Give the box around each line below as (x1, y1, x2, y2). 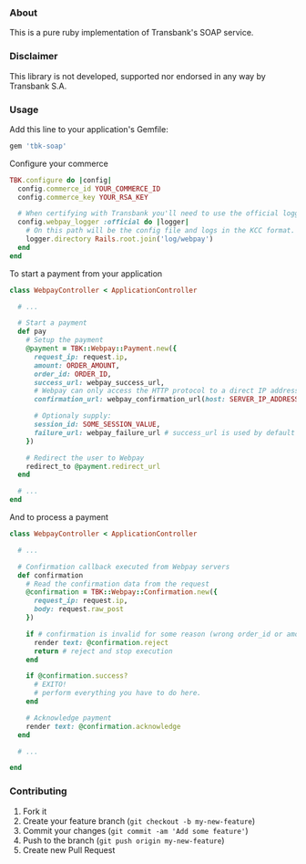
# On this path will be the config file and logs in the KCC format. (25, 226, 296, 235)
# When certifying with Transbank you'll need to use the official (17, 209, 280, 218)
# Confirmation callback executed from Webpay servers (17, 562, 230, 571)
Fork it (22, 806, 47, 817)
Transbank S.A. (9, 80, 67, 91)
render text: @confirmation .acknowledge (25, 722, 181, 731)
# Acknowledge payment (25, 713, 112, 723)
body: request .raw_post (33, 605, 125, 614)
